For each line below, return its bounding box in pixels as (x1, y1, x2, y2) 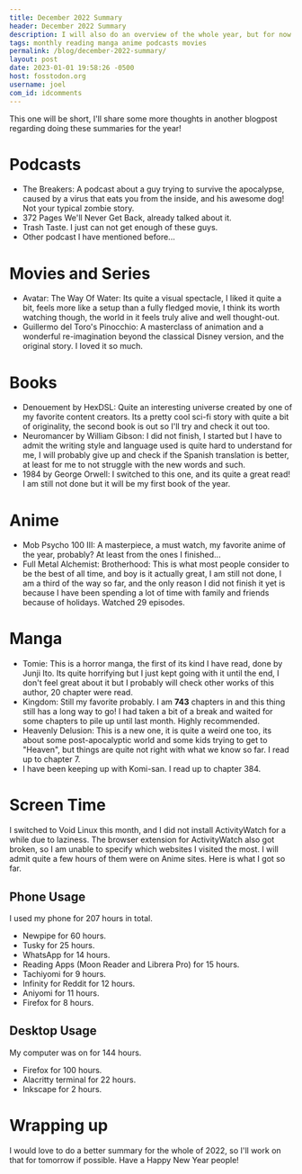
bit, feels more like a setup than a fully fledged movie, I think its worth (22, 302, 280, 313)
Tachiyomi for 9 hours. (22, 968, 106, 979)
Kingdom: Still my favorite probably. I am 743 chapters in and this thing (22, 696, 286, 707)
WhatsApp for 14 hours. (22, 949, 111, 960)
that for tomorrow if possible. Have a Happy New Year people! (9, 1154, 240, 1165)
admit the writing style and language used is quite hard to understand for (22, 440, 293, 451)
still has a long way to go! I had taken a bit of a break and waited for (22, 706, 273, 717)
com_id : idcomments (9, 88, 83, 97)
